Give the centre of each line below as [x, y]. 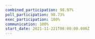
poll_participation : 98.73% [35, 15]
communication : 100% [27, 24]
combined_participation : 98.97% [39, 10]
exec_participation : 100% [33, 19]
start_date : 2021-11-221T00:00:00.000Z [47, 29]
